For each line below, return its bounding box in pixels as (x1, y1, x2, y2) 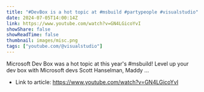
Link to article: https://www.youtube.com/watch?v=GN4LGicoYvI (15, 78, 179, 86)
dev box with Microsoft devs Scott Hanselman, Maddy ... (6, 66, 149, 74)
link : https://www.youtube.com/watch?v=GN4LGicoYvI (6, 20, 141, 26)
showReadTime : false (6, 32, 59, 38)
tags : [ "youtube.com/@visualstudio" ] (6, 44, 103, 50)
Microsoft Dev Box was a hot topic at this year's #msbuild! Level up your (6, 59, 189, 67)
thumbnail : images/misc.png (6, 37, 78, 44)
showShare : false (6, 26, 51, 33)
